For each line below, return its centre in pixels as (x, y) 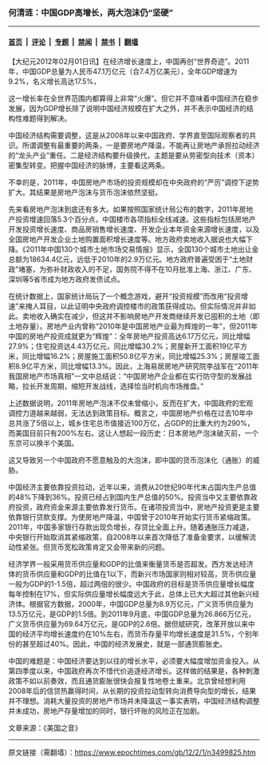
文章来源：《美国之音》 (45, 727)
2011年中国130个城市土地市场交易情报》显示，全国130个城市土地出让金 (142, 249)
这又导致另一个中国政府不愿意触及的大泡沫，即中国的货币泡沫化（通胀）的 (130, 460)
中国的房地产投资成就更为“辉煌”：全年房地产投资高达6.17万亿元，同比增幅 (129, 336)
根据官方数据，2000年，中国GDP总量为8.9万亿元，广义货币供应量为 (141, 604)
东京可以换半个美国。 (43, 443)
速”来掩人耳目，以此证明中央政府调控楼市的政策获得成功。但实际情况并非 (129, 306)
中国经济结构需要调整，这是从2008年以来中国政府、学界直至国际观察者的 (129, 135)
